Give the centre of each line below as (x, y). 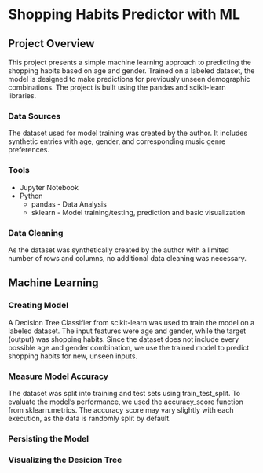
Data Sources (35, 115)
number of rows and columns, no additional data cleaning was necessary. (128, 258)
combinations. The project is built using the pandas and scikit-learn (117, 87)
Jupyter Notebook (49, 187)
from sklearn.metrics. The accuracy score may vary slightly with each (121, 409)
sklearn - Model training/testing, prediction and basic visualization (138, 212)
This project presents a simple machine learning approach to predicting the (130, 62)
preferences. (29, 150)
